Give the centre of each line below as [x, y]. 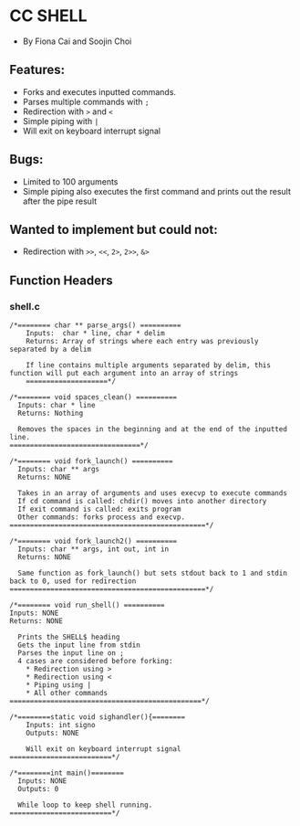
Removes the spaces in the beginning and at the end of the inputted [152, 429]
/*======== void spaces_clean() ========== [93, 397]
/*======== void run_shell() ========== [88, 605]
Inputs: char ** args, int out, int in [93, 549]
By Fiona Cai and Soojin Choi [77, 41]
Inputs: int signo [61, 725]
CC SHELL [48, 16]
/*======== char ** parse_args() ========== [95, 325]
